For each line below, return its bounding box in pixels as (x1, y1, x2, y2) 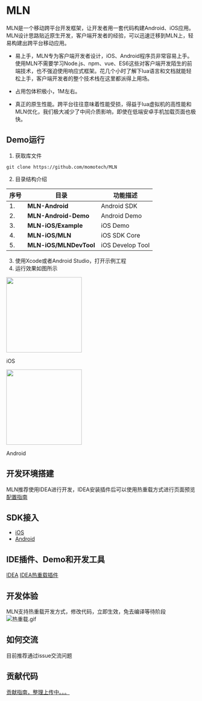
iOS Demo (101, 221, 130, 230)
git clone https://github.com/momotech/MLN (6, 164, 118, 170)
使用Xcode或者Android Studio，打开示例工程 (14, 257, 127, 264)
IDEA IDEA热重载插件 (6, 571, 58, 579)
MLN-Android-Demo (27, 212, 90, 220)
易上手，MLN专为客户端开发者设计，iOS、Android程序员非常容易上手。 (14, 52, 193, 59)
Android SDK (101, 201, 137, 210)
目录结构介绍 (14, 175, 47, 183)
